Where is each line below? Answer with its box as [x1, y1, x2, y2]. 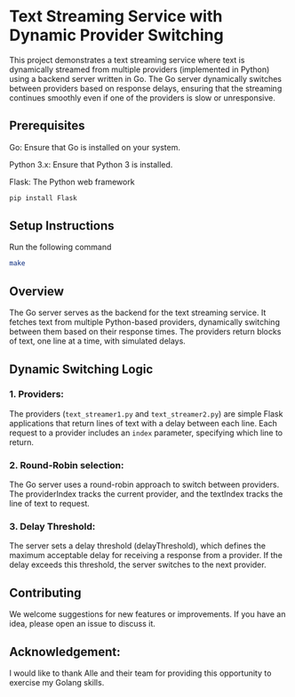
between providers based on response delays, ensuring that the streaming [9, 83, 283, 93]
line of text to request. [9, 498, 91, 509]
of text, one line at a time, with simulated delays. [9, 336, 187, 346]
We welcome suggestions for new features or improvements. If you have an [9, 609, 286, 620]
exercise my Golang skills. [9, 677, 105, 688]
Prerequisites [9, 118, 85, 134]
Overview [9, 283, 65, 299]
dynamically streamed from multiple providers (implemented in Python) [9, 64, 270, 75]
